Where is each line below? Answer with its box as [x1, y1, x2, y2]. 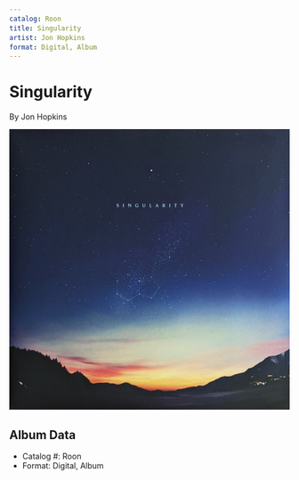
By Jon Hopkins [9, 111, 68, 122]
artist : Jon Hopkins [9, 33, 86, 42]
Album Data [9, 427, 77, 443]
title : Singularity [9, 23, 82, 33]
